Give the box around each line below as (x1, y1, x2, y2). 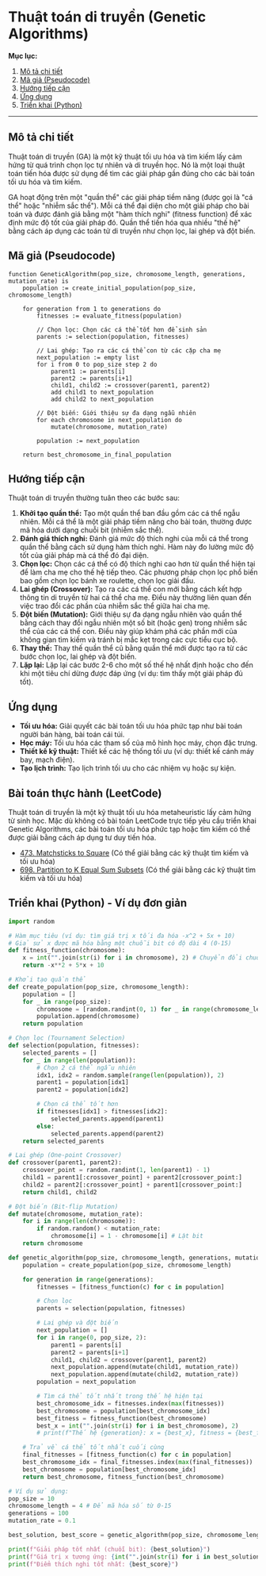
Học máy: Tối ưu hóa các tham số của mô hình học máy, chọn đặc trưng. (19, 738, 258, 748)
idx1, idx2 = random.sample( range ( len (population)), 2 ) (36, 1071, 225, 1079)
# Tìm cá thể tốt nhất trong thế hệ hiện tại (36, 1393, 203, 1401)
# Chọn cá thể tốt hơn (36, 1100, 119, 1109)
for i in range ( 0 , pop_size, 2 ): (36, 1333, 147, 1341)
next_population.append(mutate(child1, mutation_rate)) (50, 1363, 239, 1371)
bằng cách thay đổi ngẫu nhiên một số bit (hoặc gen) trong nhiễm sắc (19, 618, 248, 628)
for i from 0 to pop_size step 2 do (36, 360, 158, 368)
